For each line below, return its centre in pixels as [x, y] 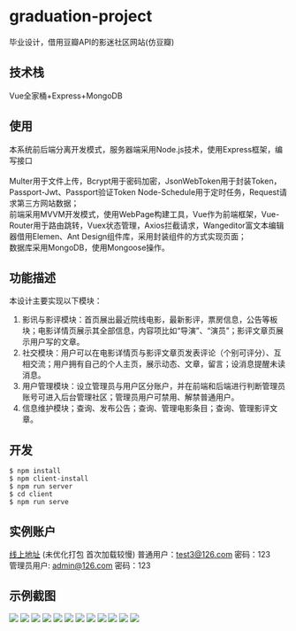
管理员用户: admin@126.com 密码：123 [80, 565]
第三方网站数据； [48, 203]
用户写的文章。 [57, 342]
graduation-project [81, 16]
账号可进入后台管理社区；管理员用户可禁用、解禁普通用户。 [130, 397]
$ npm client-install [49, 479]
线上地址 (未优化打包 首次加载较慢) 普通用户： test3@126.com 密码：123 [140, 554]
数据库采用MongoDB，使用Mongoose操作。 [89, 247]
